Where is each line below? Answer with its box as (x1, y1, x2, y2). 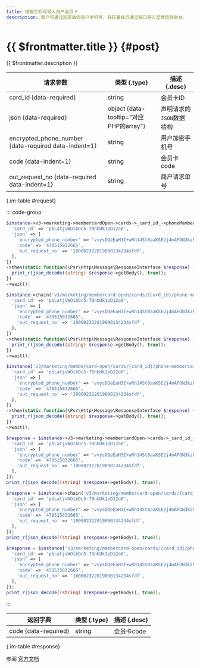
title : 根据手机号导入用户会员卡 (6, 8, 79, 15)
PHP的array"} (107, 122, 146, 130)
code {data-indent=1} (9, 157, 71, 166)
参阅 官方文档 (6, 655, 39, 662)
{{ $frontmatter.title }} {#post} (6, 40, 160, 54)
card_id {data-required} (9, 93, 76, 102)
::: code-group (6, 209, 42, 216)
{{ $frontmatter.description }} (6, 60, 79, 67)
